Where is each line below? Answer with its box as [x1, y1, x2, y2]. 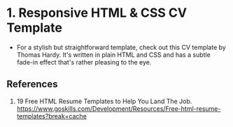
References [6, 79, 58, 91]
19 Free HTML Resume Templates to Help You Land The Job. [16, 97, 192, 105]
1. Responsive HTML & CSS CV [6, 5, 187, 21]
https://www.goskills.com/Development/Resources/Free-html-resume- [16, 104, 221, 113]
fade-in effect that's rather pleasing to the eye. [16, 58, 152, 66]
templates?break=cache [16, 112, 87, 120]
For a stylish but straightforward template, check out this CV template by [16, 43, 227, 51]
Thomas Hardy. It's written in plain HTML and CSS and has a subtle [16, 51, 211, 59]
